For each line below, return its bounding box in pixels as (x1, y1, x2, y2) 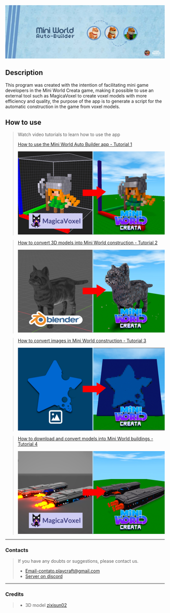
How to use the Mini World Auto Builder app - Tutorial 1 (17, 142, 133, 148)
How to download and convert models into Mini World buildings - (17, 435, 153, 441)
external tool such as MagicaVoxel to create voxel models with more (5, 92, 147, 98)
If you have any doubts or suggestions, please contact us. (17, 558, 139, 564)
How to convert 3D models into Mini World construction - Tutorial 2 (17, 240, 158, 246)
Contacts (5, 547, 29, 554)
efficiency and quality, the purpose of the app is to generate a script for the (5, 98, 162, 104)
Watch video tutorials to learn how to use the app (17, 131, 120, 138)
